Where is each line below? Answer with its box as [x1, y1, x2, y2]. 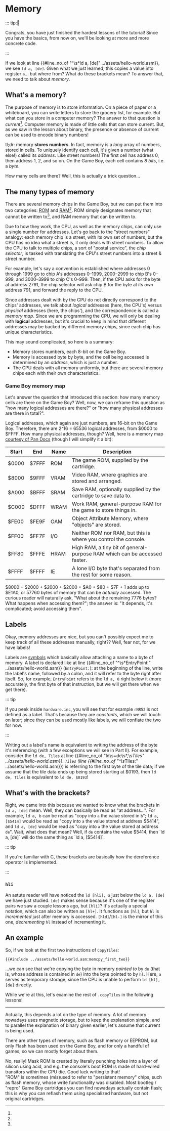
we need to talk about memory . [5, 76, 70, 82]
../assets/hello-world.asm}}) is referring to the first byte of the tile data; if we [5, 763, 165, 769]
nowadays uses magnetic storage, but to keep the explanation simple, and [5, 1017, 160, 1023]
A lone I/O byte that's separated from [71, 564, 160, 572]
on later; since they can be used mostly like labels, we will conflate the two [5, 717, 161, 723]
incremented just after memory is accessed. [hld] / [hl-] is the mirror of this [5, 913, 163, 920]
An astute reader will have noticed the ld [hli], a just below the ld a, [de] [5, 892, 165, 898]
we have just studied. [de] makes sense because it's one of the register [5, 897, 155, 903]
